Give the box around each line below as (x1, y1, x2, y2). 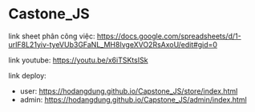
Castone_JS (8, 5, 90, 23)
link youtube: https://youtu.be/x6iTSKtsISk (8, 55, 148, 65)
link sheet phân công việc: (8, 31, 95, 41)
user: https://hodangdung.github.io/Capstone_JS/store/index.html (19, 86, 238, 96)
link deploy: (8, 70, 47, 80)
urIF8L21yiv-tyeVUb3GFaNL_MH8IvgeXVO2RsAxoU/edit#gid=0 (8, 39, 218, 49)
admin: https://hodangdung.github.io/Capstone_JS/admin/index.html (19, 94, 247, 104)
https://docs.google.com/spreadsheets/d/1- (96, 31, 242, 41)
